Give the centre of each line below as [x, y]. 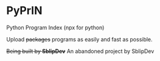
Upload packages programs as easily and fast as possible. [80, 39]
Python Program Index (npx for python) [55, 27]
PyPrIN [24, 11]
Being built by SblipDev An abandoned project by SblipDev [80, 51]
